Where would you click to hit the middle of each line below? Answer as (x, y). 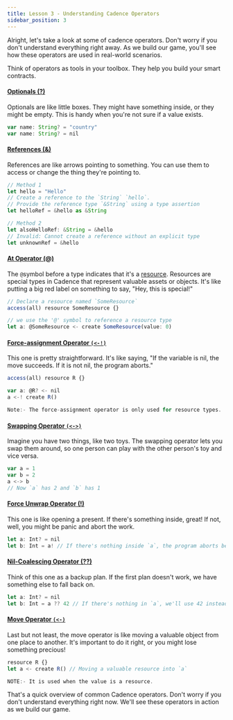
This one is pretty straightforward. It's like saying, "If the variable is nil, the (113, 358)
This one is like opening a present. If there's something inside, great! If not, (114, 519)
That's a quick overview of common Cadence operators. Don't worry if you (114, 695)
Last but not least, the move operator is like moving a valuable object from (113, 634)
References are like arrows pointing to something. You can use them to (108, 165)
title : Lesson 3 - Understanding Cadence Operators (83, 14)
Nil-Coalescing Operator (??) (50, 561)
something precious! (36, 649)
